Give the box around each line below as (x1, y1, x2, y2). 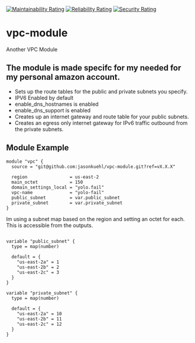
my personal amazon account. (6, 72, 121, 82)
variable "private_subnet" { (6, 290, 78, 296)
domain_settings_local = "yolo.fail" (11, 184, 105, 190)
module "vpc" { (6, 158, 44, 164)
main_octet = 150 (11, 179, 83, 185)
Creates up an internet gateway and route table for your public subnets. (14, 113, 189, 120)
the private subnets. (14, 125, 64, 132)
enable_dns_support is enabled (14, 106, 91, 114)
